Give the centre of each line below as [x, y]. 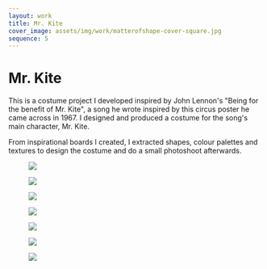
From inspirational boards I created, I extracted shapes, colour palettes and [133, 142]
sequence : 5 [28, 38]
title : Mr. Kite [35, 23]
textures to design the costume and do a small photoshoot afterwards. [125, 151]
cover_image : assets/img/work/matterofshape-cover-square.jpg [115, 31]
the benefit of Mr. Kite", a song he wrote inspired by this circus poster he [129, 109]
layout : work [30, 16]
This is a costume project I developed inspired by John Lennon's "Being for [133, 101]
